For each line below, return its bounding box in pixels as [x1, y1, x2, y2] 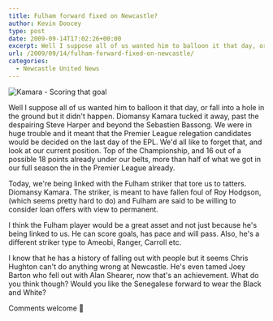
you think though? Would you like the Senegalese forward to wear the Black [8, 279, 262, 289]
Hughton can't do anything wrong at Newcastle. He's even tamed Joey [8, 261, 246, 272]
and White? [8, 287, 46, 297]
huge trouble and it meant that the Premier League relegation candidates [8, 128, 252, 138]
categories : [8, 58, 49, 66]
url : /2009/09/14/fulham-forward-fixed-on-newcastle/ [8, 49, 195, 58]
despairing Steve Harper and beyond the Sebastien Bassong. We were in [8, 119, 253, 130]
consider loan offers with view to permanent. [8, 204, 158, 214]
